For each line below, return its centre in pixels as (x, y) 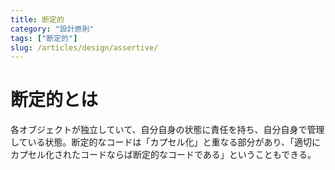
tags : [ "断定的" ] (44, 38)
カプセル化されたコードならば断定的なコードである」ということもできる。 (163, 155)
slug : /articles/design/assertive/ (84, 47)
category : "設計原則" (52, 29)
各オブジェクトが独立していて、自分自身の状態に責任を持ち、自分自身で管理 (167, 130)
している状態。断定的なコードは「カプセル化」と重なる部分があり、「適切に (166, 142)
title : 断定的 (37, 19)
